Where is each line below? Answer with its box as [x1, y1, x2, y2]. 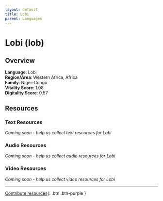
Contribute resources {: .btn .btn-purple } [5, 190, 86, 196]
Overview [5, 56, 35, 65]
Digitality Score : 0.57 [5, 90, 48, 96]
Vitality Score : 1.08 [5, 85, 44, 91]
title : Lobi [5, 12, 29, 17]
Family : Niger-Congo [5, 80, 48, 86]
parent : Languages [5, 16, 42, 21]
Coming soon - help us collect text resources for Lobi [5, 130, 112, 136]
